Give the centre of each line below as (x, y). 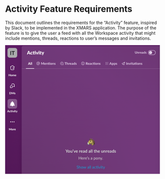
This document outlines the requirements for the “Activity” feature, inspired (81, 23)
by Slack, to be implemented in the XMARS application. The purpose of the (81, 27)
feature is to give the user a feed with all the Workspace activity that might (80, 33)
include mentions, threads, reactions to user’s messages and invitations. (78, 38)
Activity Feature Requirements (69, 9)
